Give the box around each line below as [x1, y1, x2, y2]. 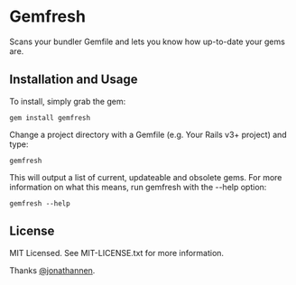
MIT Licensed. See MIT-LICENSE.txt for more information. [9, 247, 224, 258]
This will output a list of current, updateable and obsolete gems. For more [9, 171, 282, 182]
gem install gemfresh [9, 113, 91, 123]
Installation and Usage [9, 72, 138, 87]
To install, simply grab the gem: [9, 96, 126, 106]
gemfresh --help [9, 198, 70, 208]
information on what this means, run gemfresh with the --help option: [9, 181, 267, 192]
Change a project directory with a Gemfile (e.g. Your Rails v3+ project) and [9, 129, 287, 140]
